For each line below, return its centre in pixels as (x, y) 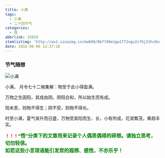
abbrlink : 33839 (22, 38)
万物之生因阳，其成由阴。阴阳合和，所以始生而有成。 (59, 97)
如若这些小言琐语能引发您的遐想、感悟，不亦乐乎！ (64, 151)
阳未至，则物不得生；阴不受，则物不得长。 (48, 108)
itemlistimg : (18, 42)
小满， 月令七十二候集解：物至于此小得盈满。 (51, 86)
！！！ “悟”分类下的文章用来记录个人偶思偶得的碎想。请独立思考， (81, 136)
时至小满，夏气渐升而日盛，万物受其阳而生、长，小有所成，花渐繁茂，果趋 (80, 118)
